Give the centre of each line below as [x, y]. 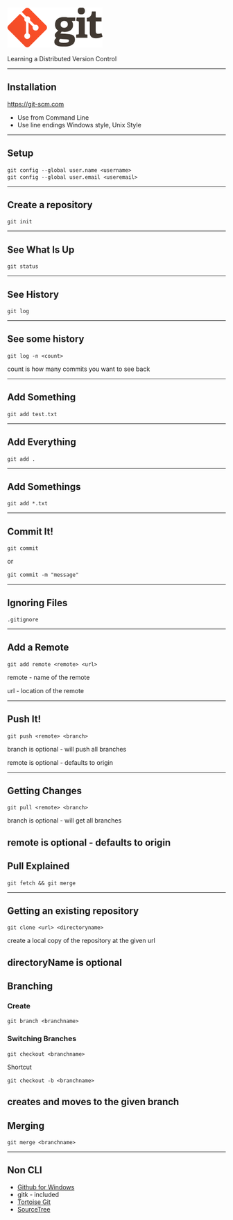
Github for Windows [46, 1187]
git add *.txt [28, 504]
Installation [32, 87]
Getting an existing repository [73, 911]
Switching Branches [42, 1039]
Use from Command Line [53, 117]
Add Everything [42, 442]
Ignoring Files [37, 603]
